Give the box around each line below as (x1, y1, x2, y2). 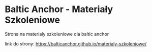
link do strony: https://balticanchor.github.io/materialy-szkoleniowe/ (5, 40, 147, 46)
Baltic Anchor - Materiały (5, 4, 113, 15)
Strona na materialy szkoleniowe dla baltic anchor (5, 31, 109, 37)
